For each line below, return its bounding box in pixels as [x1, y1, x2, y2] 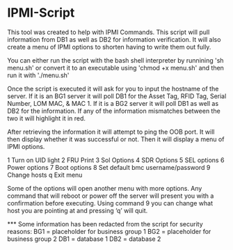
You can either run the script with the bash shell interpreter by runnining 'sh [7, 56, 224, 64]
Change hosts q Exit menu [7, 171, 83, 179]
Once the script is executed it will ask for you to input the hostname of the [7, 84, 219, 93]
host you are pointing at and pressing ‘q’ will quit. [7, 206, 148, 214]
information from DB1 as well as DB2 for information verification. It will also [7, 35, 221, 43]
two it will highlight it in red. [7, 114, 86, 123]
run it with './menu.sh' [7, 71, 70, 79]
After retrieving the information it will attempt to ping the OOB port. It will [7, 127, 215, 136]
